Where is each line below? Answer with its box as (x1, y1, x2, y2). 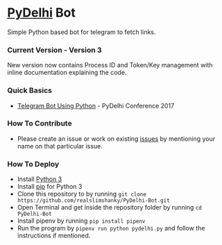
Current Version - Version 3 (7, 45, 102, 55)
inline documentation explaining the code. (7, 68, 127, 77)
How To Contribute (7, 119, 72, 128)
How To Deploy (7, 159, 60, 169)
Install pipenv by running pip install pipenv (17, 217, 146, 225)
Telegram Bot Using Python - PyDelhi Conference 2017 (17, 101, 175, 110)
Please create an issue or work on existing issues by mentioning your (17, 134, 216, 143)
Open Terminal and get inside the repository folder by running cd (17, 203, 203, 212)
